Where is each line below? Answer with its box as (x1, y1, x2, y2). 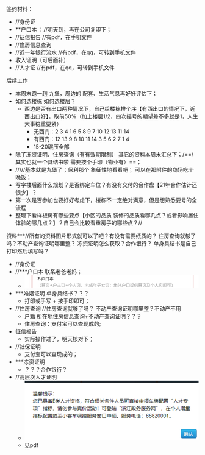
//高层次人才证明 (15, 373, 57, 381)
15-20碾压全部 (33, 143, 70, 150)
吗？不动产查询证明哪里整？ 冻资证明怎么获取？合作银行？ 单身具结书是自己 (6, 240, 196, 247)
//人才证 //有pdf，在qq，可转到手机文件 (15, 64, 115, 71)
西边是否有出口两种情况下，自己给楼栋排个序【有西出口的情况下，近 (24, 105, 196, 112)
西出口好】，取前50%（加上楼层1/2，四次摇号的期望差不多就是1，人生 (24, 113, 198, 120)
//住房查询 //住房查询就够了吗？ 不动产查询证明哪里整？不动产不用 (15, 305, 181, 312)
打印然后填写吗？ (6, 247, 49, 255)
